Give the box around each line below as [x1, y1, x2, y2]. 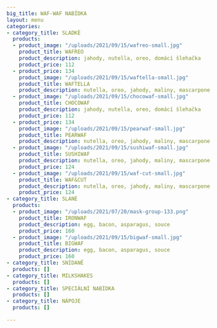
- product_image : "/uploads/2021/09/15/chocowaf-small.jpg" [12, 94, 189, 100]
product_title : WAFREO [19, 49, 84, 56]
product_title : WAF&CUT [19, 176, 87, 183]
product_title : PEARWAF [19, 131, 87, 138]
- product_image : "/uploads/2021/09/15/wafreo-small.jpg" [12, 42, 183, 49]
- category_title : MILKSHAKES [6, 272, 94, 279]
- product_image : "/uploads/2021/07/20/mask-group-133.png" [12, 208, 189, 215]
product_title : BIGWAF [19, 240, 84, 248]
